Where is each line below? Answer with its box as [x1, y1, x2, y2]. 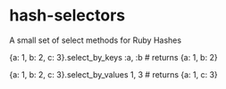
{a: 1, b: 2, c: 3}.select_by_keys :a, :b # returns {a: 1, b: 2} [9, 52, 218, 62]
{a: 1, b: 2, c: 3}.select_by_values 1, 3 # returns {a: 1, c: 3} [9, 69, 219, 80]
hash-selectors [9, 5, 126, 26]
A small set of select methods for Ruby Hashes [9, 35, 181, 45]
